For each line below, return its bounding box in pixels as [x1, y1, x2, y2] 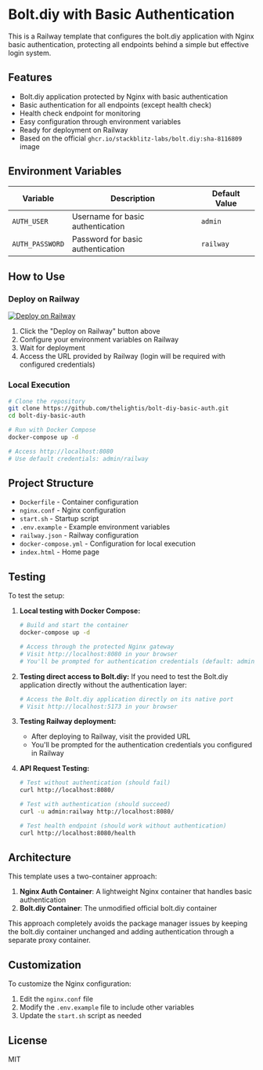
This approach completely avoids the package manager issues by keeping [8, 918, 248, 928]
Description [110, 192, 155, 203]
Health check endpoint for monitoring [19, 108, 141, 118]
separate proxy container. [8, 936, 92, 945]
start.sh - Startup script [19, 514, 99, 524]
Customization [8, 958, 82, 971]
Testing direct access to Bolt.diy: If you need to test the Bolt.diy [19, 671, 229, 681]
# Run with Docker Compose [8, 426, 96, 434]
